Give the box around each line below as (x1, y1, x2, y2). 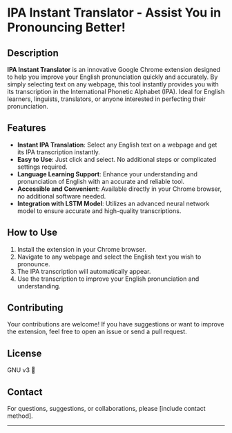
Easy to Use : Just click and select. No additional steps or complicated (17, 155, 216, 163)
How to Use (7, 227, 58, 239)
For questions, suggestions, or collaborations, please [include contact (7, 405, 206, 413)
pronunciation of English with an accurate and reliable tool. (17, 177, 185, 185)
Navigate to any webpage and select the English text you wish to (17, 252, 202, 261)
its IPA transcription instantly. (17, 147, 100, 156)
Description (7, 47, 59, 59)
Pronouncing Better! (7, 19, 126, 35)
